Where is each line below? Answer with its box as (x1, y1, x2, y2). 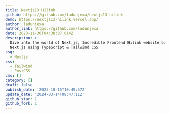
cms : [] (5, 73, 22, 78)
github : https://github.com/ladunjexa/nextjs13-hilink (5, 12, 123, 17)
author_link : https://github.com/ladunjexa (5, 26, 99, 31)
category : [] (5, 78, 33, 83)
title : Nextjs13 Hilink (5, 7, 56, 13)
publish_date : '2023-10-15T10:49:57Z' (5, 87, 87, 92)
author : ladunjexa (5, 21, 44, 27)
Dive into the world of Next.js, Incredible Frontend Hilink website (10, 40, 159, 45)
